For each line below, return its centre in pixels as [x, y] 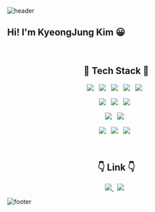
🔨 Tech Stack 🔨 [116, 71]
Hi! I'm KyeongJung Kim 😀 [66, 32]
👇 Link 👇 [116, 167]
